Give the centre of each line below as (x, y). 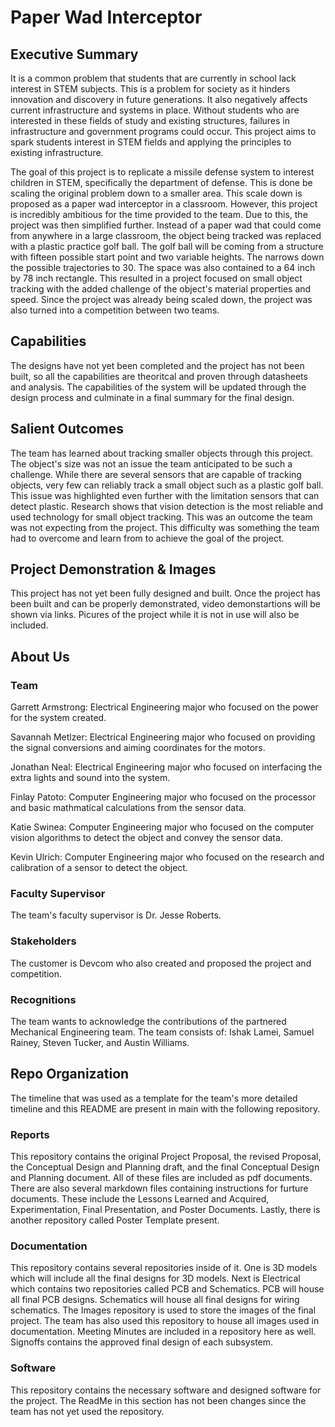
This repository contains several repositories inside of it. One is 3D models (164, 1268)
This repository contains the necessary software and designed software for (166, 1390)
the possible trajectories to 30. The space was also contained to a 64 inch (163, 267)
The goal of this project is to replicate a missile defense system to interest (162, 172)
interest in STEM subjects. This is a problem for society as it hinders (150, 89)
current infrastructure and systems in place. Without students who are (155, 110)
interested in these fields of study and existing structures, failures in (150, 120)
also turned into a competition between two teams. (115, 310)
